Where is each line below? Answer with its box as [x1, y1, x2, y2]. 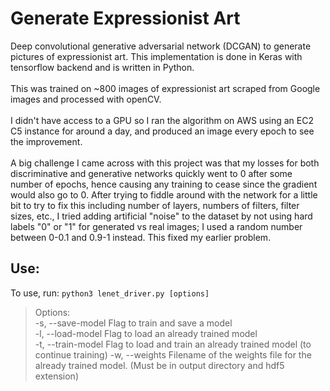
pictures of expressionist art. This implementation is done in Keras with [10, 50, 303, 62]
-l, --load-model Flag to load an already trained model [34, 327, 258, 339]
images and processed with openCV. [10, 93, 162, 105]
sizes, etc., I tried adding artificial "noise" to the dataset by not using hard [10, 210, 313, 222]
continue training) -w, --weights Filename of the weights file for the [34, 348, 312, 361]
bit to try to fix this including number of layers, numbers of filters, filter [10, 199, 300, 211]
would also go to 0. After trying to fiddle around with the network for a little [10, 188, 318, 201]
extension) [34, 370, 79, 382]
